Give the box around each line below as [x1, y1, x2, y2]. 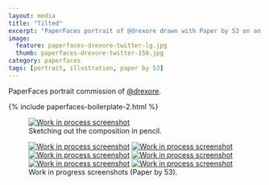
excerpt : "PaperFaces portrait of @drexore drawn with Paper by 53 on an [8, 27, 262, 35]
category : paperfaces [8, 57, 81, 65]
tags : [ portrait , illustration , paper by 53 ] [8, 64, 163, 72]
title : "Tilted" [8, 19, 63, 27]
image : [8, 34, 31, 43]
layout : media [8, 11, 56, 20]
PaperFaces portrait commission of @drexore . [8, 86, 161, 96]
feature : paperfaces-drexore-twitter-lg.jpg [15, 42, 168, 50]
